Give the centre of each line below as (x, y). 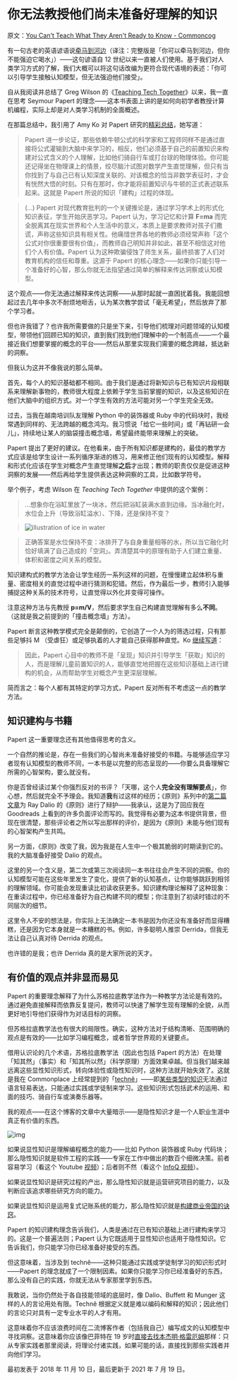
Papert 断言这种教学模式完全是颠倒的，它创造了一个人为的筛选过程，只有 (114, 631)
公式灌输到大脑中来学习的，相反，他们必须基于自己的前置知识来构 (133, 148)
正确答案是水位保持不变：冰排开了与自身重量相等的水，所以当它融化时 (127, 542)
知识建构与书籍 (40, 721)
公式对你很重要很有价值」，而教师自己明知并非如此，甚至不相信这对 (122, 243)
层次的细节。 (32, 905)
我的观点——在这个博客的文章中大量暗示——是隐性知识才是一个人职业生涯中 (119, 1111)
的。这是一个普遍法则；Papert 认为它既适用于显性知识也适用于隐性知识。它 (117, 1238)
